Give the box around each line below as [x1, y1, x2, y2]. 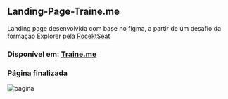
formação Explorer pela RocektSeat [7, 32, 110, 40]
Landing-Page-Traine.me [7, 6, 120, 18]
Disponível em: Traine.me [7, 49, 97, 59]
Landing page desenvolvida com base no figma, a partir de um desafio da [7, 24, 222, 32]
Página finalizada [7, 68, 68, 78]
